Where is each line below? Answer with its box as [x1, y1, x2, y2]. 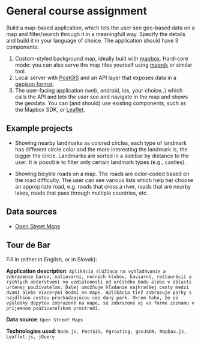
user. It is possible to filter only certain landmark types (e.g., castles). [14, 158, 186, 166]
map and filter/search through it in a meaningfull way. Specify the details [6, 30, 186, 37]
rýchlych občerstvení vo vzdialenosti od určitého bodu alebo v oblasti [6, 279, 192, 285]
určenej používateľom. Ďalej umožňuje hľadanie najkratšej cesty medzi [6, 284, 189, 291]
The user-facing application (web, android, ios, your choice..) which [14, 86, 183, 94]
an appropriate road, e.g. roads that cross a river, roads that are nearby [14, 183, 191, 190]
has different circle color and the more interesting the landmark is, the [14, 145, 188, 153]
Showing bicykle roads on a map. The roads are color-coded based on [14, 170, 190, 177]
